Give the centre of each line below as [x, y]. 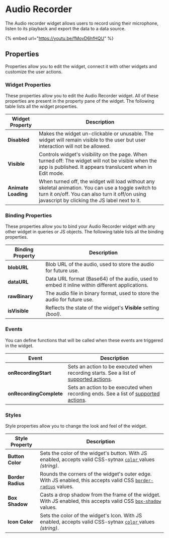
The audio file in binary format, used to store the [102, 293]
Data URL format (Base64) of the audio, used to [102, 279]
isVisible [18, 311]
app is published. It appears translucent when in [95, 167]
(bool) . [53, 314]
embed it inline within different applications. [97, 285]
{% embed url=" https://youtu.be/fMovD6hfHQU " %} [60, 38]
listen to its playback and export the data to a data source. [65, 28]
